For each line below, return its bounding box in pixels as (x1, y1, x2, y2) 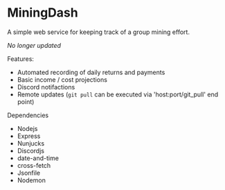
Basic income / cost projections (17, 75, 107, 84)
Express (17, 132, 41, 140)
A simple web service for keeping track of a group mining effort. (7, 28, 190, 36)
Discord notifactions (17, 83, 75, 91)
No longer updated (7, 41, 61, 49)
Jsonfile (17, 169, 40, 177)
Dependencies (7, 111, 49, 119)
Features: (7, 54, 35, 63)
